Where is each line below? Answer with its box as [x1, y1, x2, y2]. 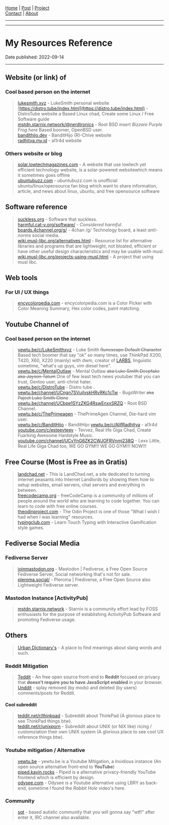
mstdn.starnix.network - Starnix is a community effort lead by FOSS [17, 606, 158, 612]
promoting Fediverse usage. [17, 616, 76, 622]
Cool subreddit [5, 702, 37, 708]
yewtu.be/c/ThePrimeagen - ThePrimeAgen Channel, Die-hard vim [17, 411, 156, 417]
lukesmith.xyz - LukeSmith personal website [17, 100, 110, 106]
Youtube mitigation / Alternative [5, 747, 86, 754]
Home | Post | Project [5, 5, 50, 11]
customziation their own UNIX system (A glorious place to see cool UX [17, 729, 164, 735]
